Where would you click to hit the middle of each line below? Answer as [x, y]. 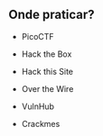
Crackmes [41, 123]
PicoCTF [38, 36]
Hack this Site [47, 71]
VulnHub [38, 106]
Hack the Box [47, 54]
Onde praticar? [52, 15]
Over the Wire [47, 88]
